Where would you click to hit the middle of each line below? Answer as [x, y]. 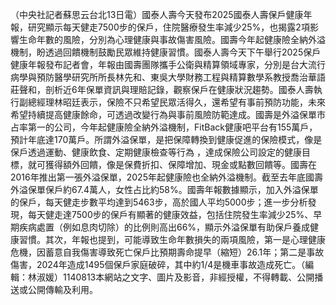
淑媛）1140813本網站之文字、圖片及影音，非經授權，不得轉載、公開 [175, 277]
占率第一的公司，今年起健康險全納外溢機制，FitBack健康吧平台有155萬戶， [164, 127]
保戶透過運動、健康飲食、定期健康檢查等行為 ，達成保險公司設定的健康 [156, 152]
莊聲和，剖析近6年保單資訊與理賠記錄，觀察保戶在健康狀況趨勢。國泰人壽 [162, 89]
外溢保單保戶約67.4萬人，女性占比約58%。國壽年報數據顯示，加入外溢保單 [164, 189]
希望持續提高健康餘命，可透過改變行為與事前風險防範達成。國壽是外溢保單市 [168, 114]
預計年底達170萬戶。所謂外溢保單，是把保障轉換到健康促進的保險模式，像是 [166, 139]
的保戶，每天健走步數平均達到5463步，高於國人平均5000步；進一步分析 [159, 202]
